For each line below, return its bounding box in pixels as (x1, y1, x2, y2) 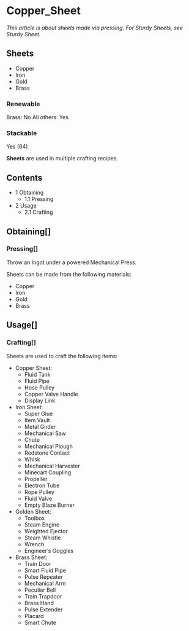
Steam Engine (24, 520, 60, 528)
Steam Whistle (24, 534, 61, 541)
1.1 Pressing (24, 195, 54, 203)
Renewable (6, 100, 40, 108)
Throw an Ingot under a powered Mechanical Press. (6, 259, 137, 266)
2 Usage (15, 202, 37, 210)
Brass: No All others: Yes (6, 114, 69, 121)
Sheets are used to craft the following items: (6, 352, 118, 359)
